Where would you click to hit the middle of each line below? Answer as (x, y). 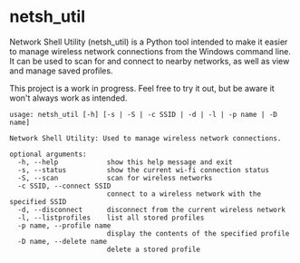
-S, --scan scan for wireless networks (115, 178)
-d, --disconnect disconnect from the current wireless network (151, 209)
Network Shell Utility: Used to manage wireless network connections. (145, 138)
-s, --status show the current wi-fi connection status (144, 170)
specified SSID (38, 201)
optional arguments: (48, 154)
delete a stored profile (154, 249)
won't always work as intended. (68, 98)
